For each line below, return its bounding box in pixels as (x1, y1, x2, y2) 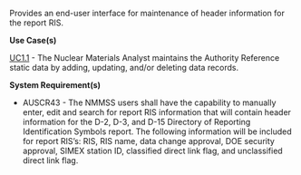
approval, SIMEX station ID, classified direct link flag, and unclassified (22, 145, 283, 156)
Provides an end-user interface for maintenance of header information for (9, 8, 286, 18)
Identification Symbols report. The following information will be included (22, 126, 292, 137)
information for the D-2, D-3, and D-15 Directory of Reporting (22, 117, 251, 127)
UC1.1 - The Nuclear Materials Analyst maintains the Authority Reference (9, 53, 280, 63)
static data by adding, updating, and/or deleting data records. (9, 63, 239, 73)
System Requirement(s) (9, 80, 102, 90)
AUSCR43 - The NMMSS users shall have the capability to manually (22, 97, 277, 108)
